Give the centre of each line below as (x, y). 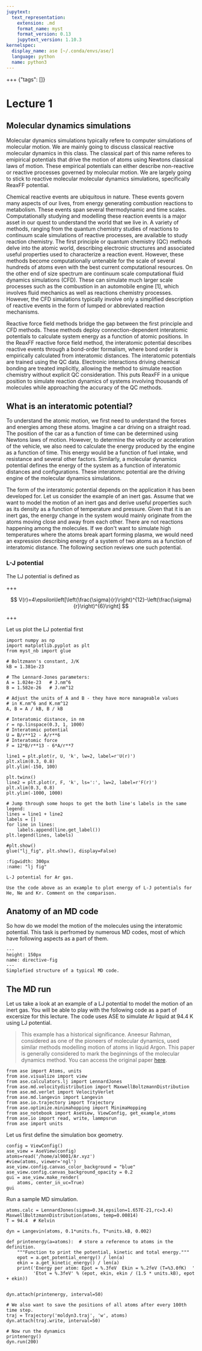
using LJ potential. (29, 1023)
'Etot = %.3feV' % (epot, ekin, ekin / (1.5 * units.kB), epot (114, 1273)
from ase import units (35, 1124)
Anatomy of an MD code (52, 911)
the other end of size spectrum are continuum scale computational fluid (95, 273)
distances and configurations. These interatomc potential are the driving (96, 472)
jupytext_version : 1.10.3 (50, 40)
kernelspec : (21, 46)
